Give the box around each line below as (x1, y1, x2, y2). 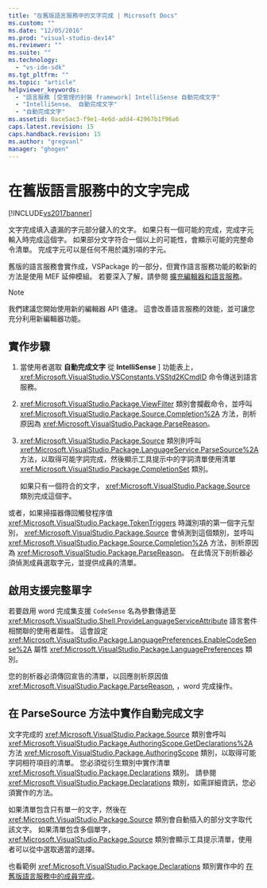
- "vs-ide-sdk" (15, 64, 66, 72)
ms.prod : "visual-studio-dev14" (8, 33, 115, 42)
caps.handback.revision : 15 (8, 130, 102, 138)
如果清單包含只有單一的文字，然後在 (8, 804, 127, 814)
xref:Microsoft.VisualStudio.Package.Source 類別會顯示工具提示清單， (8, 834, 238, 844)
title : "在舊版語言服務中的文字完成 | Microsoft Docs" (8, 11, 178, 20)
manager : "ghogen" (8, 145, 69, 153)
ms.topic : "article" (8, 78, 77, 86)
